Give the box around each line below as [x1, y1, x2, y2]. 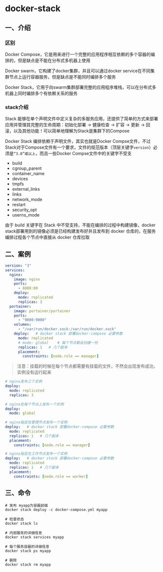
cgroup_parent [12, 165, 42, 171]
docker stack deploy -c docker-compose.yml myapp [5, 507, 108, 512]
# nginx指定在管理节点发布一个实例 [5, 420, 68, 425]
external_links [12, 186, 40, 192]
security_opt [12, 207, 37, 213]
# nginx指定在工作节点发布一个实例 [5, 452, 68, 456]
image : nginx [14, 276, 40, 282]
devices [12, 176, 28, 182]
